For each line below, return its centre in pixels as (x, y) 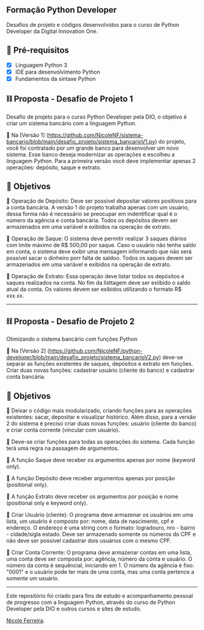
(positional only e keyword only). (47, 503)
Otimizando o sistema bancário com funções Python (72, 339)
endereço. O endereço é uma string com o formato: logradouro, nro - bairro (101, 528)
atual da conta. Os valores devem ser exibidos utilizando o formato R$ (94, 289)
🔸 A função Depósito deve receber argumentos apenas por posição (91, 478)
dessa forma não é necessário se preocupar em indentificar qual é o (92, 214)
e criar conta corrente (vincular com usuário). (63, 430)
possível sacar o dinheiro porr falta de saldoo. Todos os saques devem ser (100, 258)
